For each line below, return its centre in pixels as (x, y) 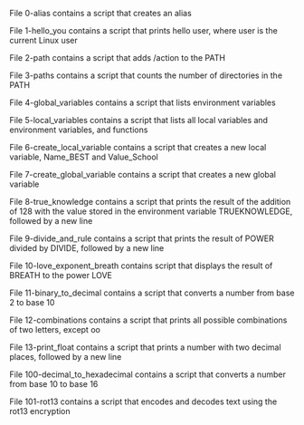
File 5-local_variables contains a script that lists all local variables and (139, 120)
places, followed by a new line (66, 357)
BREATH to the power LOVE (61, 275)
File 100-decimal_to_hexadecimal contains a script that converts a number (148, 374)
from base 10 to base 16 (54, 384)
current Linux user (44, 40)
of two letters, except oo (55, 329)
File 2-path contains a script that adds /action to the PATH (118, 58)
